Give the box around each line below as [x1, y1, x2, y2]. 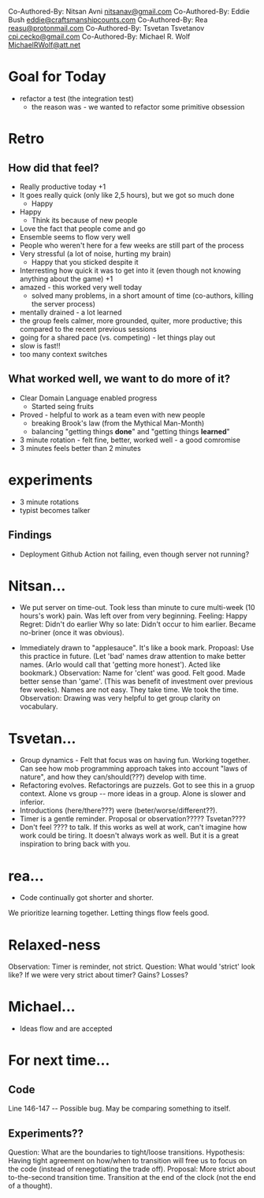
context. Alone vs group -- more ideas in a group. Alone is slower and [19, 789, 247, 798]
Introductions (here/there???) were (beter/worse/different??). [19, 805, 218, 815]
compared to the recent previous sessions [19, 324, 158, 333]
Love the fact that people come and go [19, 224, 146, 233]
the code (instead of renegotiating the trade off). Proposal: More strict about [8, 1164, 256, 1174]
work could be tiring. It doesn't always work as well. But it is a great [19, 831, 239, 840]
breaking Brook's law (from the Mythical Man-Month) [31, 418, 205, 428]
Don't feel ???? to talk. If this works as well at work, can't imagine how [19, 823, 247, 832]
